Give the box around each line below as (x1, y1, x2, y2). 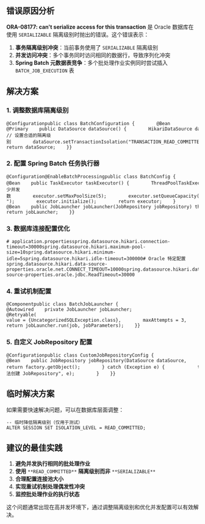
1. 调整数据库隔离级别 (6, 106, 69, 115)
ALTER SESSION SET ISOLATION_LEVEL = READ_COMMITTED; (6, 424, 146, 431)
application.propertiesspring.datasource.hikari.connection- (12, 239, 171, 245)
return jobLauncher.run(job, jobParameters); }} (6, 322, 140, 329)
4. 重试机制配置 (6, 287, 52, 296)
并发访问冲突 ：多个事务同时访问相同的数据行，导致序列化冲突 (15, 51, 171, 59)
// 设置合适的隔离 (6, 132, 47, 139)
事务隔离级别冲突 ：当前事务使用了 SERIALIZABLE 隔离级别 (15, 43, 159, 51)
